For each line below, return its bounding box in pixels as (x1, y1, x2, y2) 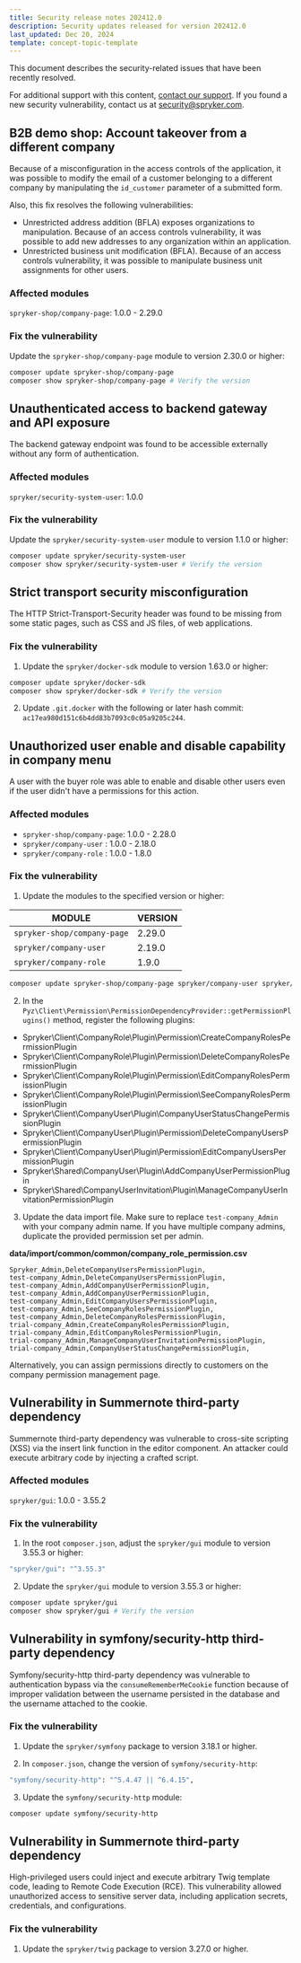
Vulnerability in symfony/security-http (9, 1632, 230, 1647)
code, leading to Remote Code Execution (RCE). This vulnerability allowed (9, 1881, 282, 1892)
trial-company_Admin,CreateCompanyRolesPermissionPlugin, (9, 1320, 230, 1329)
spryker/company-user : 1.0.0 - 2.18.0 (21, 838, 157, 849)
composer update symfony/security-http (9, 1809, 159, 1818)
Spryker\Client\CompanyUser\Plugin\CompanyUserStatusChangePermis (21, 1108, 290, 1119)
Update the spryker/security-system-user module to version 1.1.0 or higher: (9, 533, 288, 544)
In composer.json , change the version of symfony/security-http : (21, 1757, 258, 1769)
